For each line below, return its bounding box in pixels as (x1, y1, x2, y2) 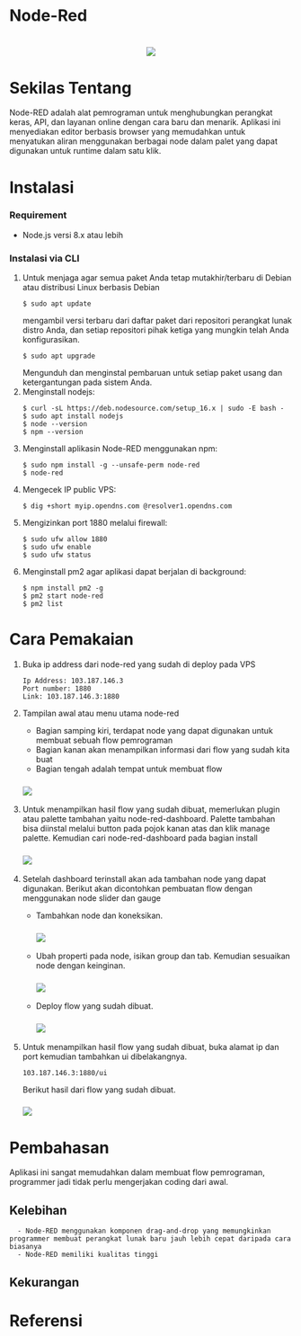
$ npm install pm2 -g (22, 583, 103, 593)
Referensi (9, 1310, 84, 1331)
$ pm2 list (22, 600, 64, 609)
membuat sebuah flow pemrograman (35, 735, 173, 746)
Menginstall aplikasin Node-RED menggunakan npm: (22, 443, 218, 454)
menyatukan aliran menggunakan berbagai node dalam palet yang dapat (9, 136, 279, 147)
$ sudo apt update (22, 299, 92, 308)
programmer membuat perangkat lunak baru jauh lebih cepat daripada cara (9, 1234, 292, 1243)
